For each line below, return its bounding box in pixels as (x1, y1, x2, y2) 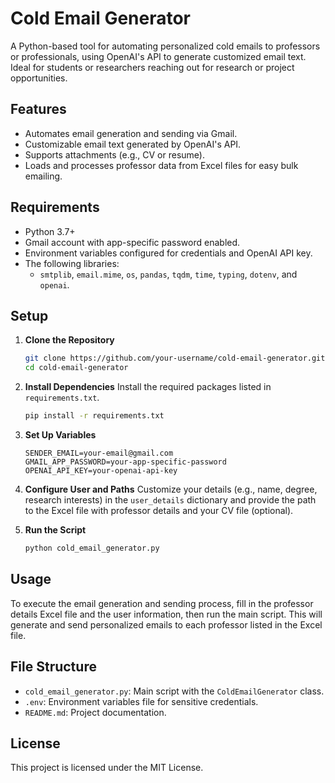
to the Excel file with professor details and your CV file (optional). (24, 505, 294, 516)
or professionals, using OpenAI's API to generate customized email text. (10, 50, 307, 62)
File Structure (10, 658, 97, 676)
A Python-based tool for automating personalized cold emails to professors (10, 40, 321, 52)
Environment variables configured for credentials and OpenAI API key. (24, 247, 313, 259)
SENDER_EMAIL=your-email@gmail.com (24, 448, 174, 458)
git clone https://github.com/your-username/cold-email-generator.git (24, 353, 326, 364)
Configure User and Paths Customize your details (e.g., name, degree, (24, 483, 318, 495)
